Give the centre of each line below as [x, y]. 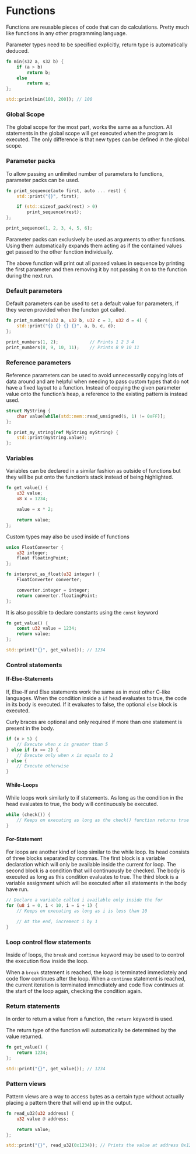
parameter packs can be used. [43, 180]
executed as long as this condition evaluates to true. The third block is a [92, 877]
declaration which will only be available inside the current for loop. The [91, 865]
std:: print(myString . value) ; [52, 438]
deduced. [17, 50]
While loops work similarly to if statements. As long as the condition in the [95, 798]
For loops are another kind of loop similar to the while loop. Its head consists [98, 852]
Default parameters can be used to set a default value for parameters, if [92, 303]
